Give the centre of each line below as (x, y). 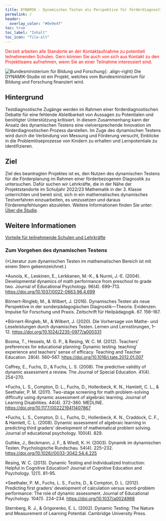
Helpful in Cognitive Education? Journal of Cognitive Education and (74, 468)
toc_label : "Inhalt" (26, 33)
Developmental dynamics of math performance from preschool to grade (78, 281)
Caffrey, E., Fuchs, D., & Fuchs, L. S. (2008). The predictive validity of (76, 366)
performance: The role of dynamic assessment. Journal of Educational (77, 493)
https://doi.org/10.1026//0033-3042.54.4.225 (51, 453)
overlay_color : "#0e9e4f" (36, 23)
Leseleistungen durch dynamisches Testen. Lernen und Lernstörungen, (78, 326)
